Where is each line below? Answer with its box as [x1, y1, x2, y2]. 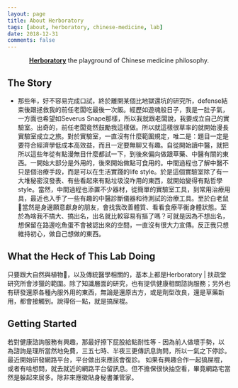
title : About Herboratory [7, 17, 84, 24]
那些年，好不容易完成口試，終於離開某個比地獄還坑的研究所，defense [17, 96, 222, 105]
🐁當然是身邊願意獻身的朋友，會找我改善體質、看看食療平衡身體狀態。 [17, 203, 221, 211]
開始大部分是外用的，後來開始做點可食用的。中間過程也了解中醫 [36, 158, 223, 167]
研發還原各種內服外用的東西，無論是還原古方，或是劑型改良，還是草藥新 [13, 288, 225, 296]
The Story [7, 77, 52, 89]
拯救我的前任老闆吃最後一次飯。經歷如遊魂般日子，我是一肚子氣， [36, 105, 229, 113]
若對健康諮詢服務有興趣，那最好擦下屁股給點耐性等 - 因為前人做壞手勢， [7, 338, 219, 346]
